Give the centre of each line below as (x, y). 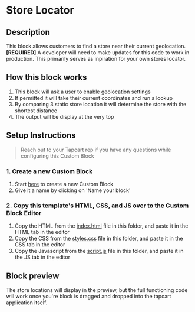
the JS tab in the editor (42, 257)
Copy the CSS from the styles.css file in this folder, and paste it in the (99, 238)
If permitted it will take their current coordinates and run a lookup (93, 97)
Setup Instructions (41, 136)
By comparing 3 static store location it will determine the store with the (100, 104)
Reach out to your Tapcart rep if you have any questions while (96, 149)
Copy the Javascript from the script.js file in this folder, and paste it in (99, 251)
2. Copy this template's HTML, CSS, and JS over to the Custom (97, 206)
